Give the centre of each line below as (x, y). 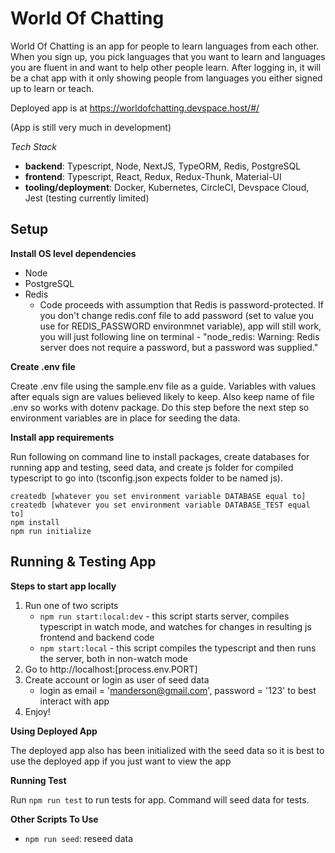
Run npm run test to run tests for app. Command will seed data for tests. (160, 799)
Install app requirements (62, 437)
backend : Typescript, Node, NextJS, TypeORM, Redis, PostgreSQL (163, 166)
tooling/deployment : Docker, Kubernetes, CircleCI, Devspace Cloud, (167, 187)
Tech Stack (33, 146)
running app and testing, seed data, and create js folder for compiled (152, 467)
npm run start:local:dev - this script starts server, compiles (164, 616)
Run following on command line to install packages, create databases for (160, 456)
